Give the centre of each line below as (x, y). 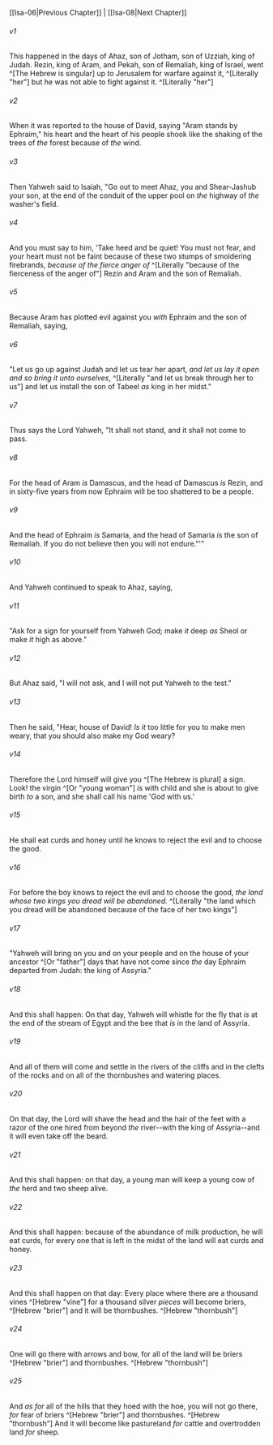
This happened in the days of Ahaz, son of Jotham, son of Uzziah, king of (132, 56)
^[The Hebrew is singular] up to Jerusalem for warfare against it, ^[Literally (134, 74)
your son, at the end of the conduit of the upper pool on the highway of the (134, 195)
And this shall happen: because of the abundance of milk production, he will (136, 1232)
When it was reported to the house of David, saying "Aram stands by (124, 126)
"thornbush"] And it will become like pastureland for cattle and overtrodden (135, 1424)
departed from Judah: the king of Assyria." (81, 971)
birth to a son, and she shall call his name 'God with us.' (102, 796)
